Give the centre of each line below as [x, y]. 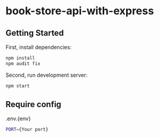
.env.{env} [18, 119]
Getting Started [35, 33]
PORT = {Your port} [27, 130]
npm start [18, 86]
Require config [34, 104]
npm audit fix [23, 64]
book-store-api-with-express [80, 11]
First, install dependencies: [39, 47]
